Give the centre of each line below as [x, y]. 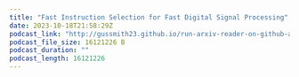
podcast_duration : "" [49, 50]
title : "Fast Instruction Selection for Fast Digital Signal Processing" [149, 17]
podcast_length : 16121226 [57, 58]
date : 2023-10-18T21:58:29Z [61, 26]
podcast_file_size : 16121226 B [67, 42]
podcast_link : [36, 34]
